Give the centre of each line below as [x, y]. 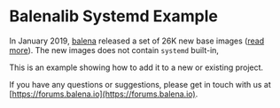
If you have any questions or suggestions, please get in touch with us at [140, 84]
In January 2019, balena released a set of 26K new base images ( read [136, 41]
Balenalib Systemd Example [114, 16]
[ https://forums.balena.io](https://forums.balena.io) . [104, 94]
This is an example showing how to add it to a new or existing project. [136, 67]
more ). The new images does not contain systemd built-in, [114, 50]
